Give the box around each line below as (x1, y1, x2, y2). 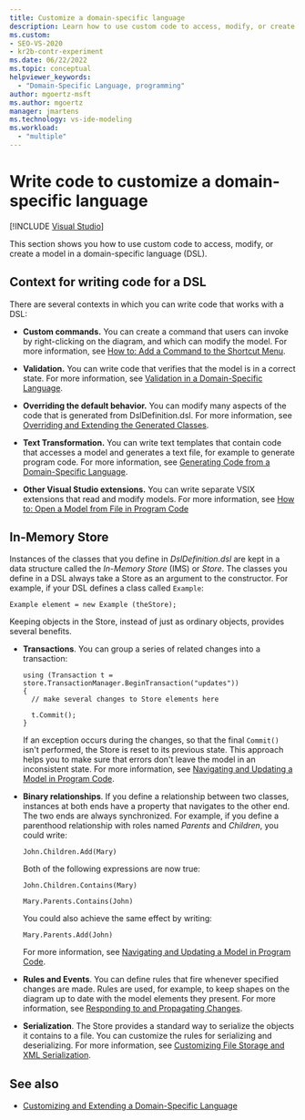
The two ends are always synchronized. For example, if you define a (22, 810, 280, 821)
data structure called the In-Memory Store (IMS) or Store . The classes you (9, 563, 289, 574)
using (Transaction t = (22, 671, 114, 680)
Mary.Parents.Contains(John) (22, 897, 134, 907)
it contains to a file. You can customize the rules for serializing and (22, 1031, 272, 1042)
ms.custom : (9, 30, 51, 39)
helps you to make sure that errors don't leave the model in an (22, 754, 257, 766)
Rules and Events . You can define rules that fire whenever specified (22, 974, 280, 985)
